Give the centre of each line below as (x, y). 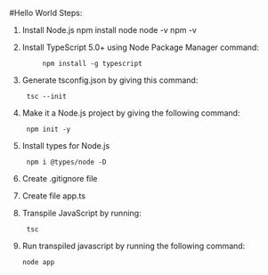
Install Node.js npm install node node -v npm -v (110, 30)
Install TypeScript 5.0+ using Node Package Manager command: (141, 47)
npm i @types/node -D (66, 162)
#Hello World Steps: (46, 13)
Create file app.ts (54, 196)
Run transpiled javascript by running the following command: (134, 246)
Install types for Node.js (66, 146)
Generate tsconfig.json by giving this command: (110, 80)
